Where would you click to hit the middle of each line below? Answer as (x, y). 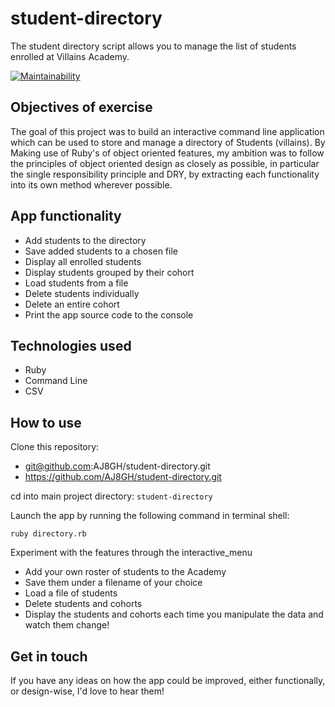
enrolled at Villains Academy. (70, 56)
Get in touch (49, 656)
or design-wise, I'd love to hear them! (87, 691)
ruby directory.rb (48, 534)
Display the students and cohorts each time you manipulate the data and (174, 614)
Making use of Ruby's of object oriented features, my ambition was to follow (167, 153)
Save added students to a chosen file (101, 251)
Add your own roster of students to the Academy (125, 572)
